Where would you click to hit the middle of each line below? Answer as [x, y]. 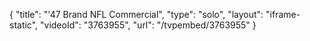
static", [24, 25]
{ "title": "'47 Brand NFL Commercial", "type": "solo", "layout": [136, 14]
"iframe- [283, 14]
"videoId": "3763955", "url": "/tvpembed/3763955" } [148, 25]
